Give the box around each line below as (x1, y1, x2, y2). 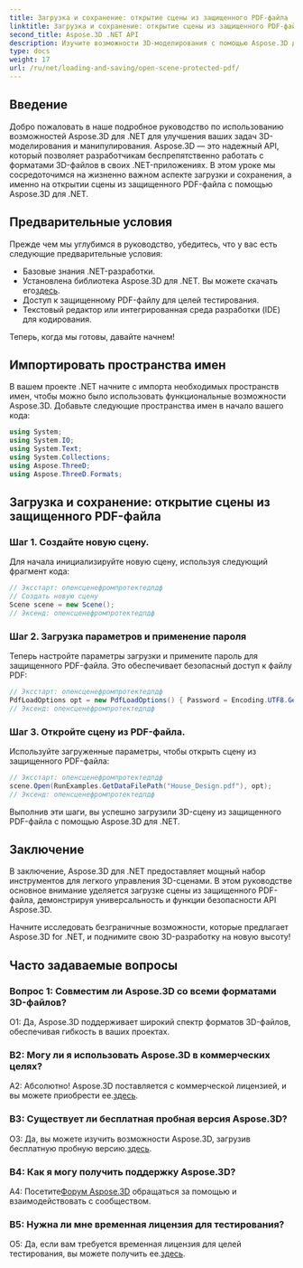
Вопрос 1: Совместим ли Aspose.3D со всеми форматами (9, 984, 277, 997)
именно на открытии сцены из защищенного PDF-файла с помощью (9, 178, 273, 190)
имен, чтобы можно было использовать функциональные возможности (9, 390, 287, 402)
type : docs (9, 47, 50, 56)
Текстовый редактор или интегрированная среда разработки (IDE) (22, 304, 281, 315)
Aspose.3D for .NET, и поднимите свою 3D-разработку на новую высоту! (9, 932, 291, 943)
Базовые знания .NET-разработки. (22, 266, 156, 277)
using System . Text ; (9, 445, 83, 454)
